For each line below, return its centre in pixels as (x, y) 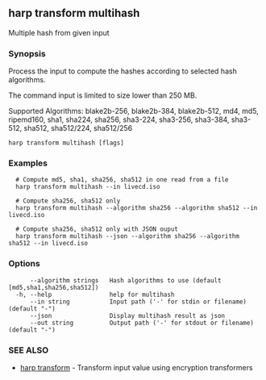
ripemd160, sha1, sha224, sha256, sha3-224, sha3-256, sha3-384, (119, 119)
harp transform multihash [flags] (66, 143)
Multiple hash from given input (59, 32)
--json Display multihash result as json (127, 315)
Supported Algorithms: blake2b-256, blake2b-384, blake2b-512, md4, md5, (134, 111)
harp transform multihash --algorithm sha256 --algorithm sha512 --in (137, 208)
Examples (28, 163)
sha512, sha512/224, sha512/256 (78, 128)
